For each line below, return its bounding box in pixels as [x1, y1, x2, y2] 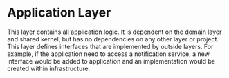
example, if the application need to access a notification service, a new [7, 50, 210, 58]
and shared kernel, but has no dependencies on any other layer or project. [7, 35, 219, 43]
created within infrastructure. [7, 64, 91, 72]
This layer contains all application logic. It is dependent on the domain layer [7, 28, 222, 36]
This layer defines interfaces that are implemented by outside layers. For [7, 42, 214, 50]
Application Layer [7, 5, 111, 21]
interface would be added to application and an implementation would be [7, 57, 216, 65]
